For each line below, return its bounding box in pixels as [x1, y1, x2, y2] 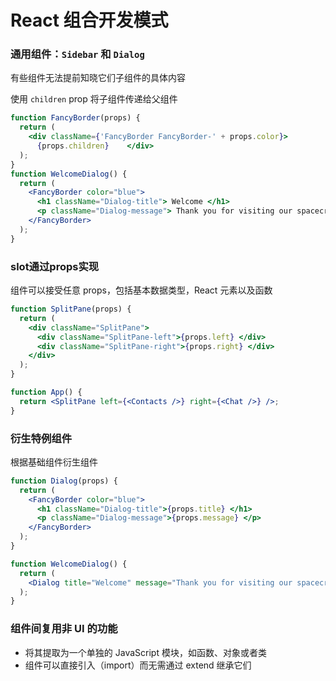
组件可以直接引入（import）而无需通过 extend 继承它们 [24, 659, 252, 671]
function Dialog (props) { [10, 476, 118, 486]
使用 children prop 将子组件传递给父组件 [10, 93, 178, 105]
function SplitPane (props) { [10, 304, 132, 315]
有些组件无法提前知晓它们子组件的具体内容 [10, 72, 186, 84]
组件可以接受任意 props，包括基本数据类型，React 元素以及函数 [10, 284, 273, 296]
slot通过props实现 [10, 259, 100, 273]
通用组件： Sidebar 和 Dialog [10, 47, 145, 61]
